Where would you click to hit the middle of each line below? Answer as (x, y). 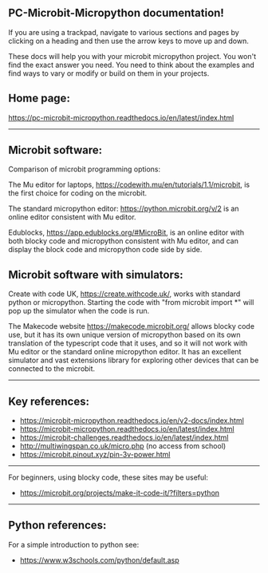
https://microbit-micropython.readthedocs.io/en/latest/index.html (127, 429)
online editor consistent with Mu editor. (73, 217)
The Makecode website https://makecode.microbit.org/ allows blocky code (132, 326)
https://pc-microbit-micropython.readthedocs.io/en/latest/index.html (121, 117)
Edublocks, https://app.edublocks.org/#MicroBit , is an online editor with (126, 233)
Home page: (39, 99)
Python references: (57, 526)
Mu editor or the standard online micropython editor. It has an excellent (125, 352)
